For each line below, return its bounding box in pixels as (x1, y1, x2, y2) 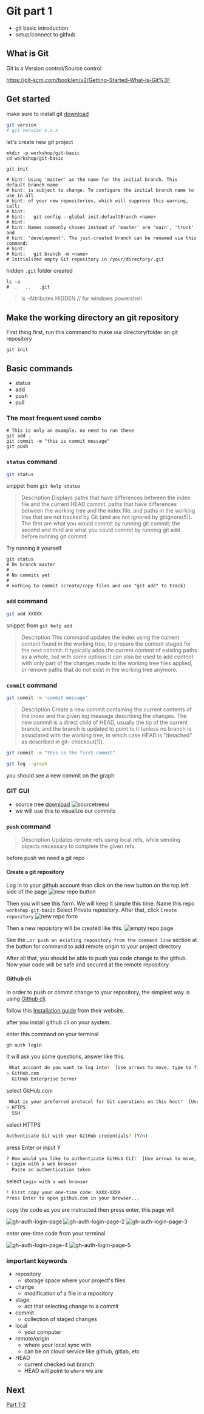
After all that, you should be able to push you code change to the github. (6, 955, 188, 962)
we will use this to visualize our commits (15, 807, 117, 815)
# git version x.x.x (6, 128, 59, 134)
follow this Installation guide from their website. (6, 1006, 124, 1014)
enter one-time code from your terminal (6, 1229, 106, 1237)
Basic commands (6, 363, 73, 374)
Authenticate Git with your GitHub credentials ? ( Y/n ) (6, 1133, 148, 1139)
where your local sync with (24, 1341, 92, 1349)
